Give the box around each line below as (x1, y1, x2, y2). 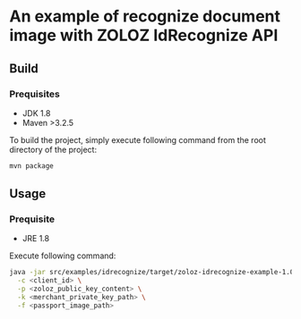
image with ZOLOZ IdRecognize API (9, 25, 279, 46)
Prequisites (9, 88, 60, 100)
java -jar (9, 268, 47, 277)
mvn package (9, 161, 54, 171)
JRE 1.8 (21, 233, 50, 244)
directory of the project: (9, 144, 97, 155)
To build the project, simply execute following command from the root (9, 134, 266, 145)
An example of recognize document (9, 6, 280, 27)
